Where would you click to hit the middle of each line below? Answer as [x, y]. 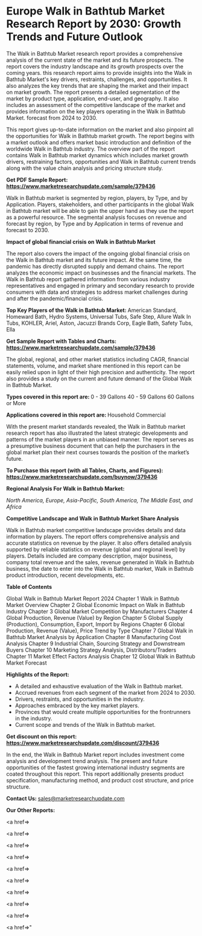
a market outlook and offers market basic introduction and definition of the [99, 142]
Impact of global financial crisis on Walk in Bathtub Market [81, 242]
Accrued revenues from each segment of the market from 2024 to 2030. [105, 692]
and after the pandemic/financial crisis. [55, 298]
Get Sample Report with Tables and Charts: [61, 341]
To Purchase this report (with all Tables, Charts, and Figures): [85, 470]
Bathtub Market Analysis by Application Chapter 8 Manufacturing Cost [94, 637]
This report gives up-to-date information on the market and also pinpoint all [100, 129]
